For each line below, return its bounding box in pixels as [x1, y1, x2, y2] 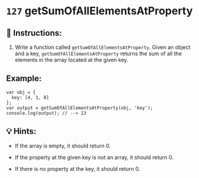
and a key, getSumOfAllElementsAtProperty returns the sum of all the [14, 50, 182, 57]
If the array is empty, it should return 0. [14, 142, 111, 149]
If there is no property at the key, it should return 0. [14, 165, 141, 172]
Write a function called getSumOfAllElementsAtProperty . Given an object [14, 43, 191, 51]
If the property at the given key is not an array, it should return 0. [14, 154, 174, 161]
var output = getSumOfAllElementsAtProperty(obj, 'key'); [6, 105, 153, 111]
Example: [6, 73, 42, 84]
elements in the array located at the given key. [14, 57, 129, 63]
